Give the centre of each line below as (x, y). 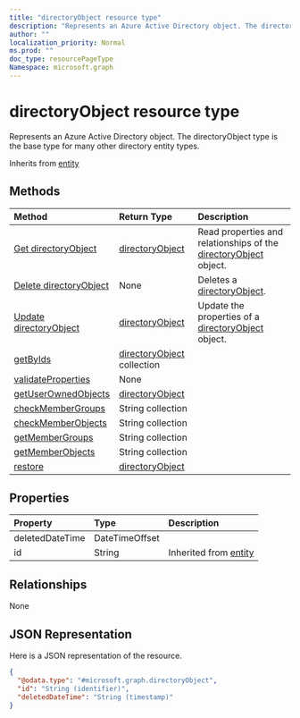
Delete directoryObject (62, 285)
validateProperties (52, 379)
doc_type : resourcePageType (62, 59)
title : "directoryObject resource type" (86, 17)
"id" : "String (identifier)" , (73, 688)
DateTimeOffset (127, 538)
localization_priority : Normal (67, 42)
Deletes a (217, 280)
